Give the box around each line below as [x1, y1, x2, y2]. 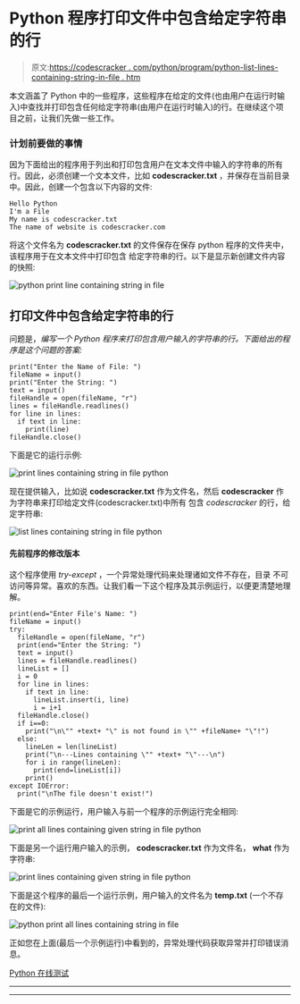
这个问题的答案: [24, 345, 83, 356]
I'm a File [9, 207, 50, 216]
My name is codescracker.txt [9, 215, 118, 224]
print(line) [25, 426, 70, 435]
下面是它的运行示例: [9, 450, 83, 460]
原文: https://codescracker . [30, 62, 131, 72]
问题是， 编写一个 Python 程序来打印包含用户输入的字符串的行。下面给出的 [9, 333, 283, 344]
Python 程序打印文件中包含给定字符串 [9, 8, 287, 29]
